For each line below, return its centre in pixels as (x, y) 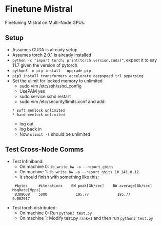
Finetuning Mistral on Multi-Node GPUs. (45, 22)
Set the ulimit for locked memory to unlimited (57, 81)
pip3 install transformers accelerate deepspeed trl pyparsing (78, 76)
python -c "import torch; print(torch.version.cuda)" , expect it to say (84, 60)
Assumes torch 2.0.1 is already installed (52, 55)
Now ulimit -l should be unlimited (55, 134)
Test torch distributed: (34, 207)
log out (27, 123)
